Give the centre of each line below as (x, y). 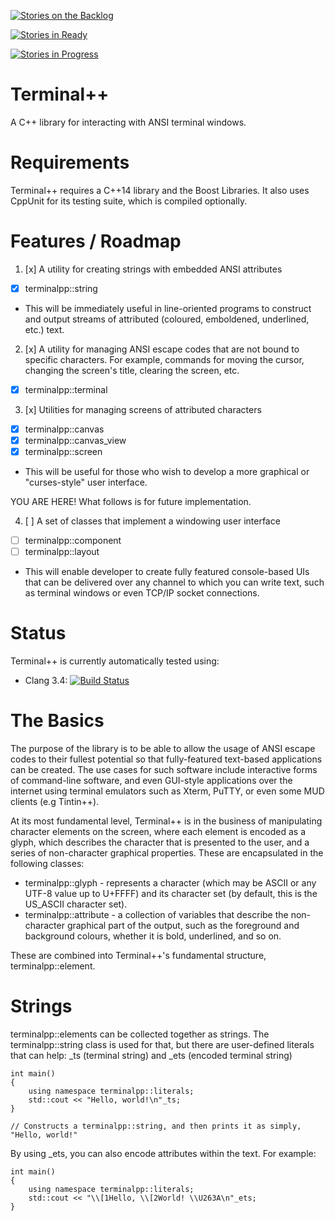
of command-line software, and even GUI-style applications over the (151, 781)
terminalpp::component (73, 541)
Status (38, 633)
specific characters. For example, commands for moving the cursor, (164, 359)
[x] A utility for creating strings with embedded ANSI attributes (153, 269)
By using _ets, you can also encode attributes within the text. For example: (163, 1154)
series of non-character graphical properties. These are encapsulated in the (167, 853)
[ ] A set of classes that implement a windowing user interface (152, 521)
